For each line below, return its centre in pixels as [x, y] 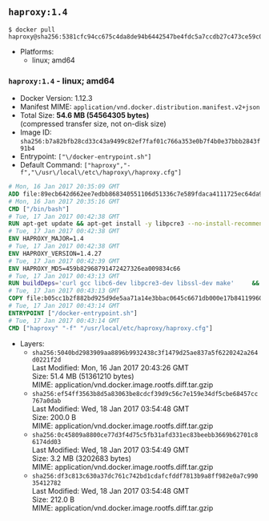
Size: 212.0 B [53, 499]
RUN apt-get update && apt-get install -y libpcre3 [96, 224]
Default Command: [51, 165]
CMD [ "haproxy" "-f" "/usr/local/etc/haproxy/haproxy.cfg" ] [111, 328]
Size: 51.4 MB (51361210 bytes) [83, 376]
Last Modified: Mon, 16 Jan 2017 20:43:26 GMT [110, 367]
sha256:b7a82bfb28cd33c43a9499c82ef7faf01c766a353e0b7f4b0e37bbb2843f [140, 142]
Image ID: [36, 132]
